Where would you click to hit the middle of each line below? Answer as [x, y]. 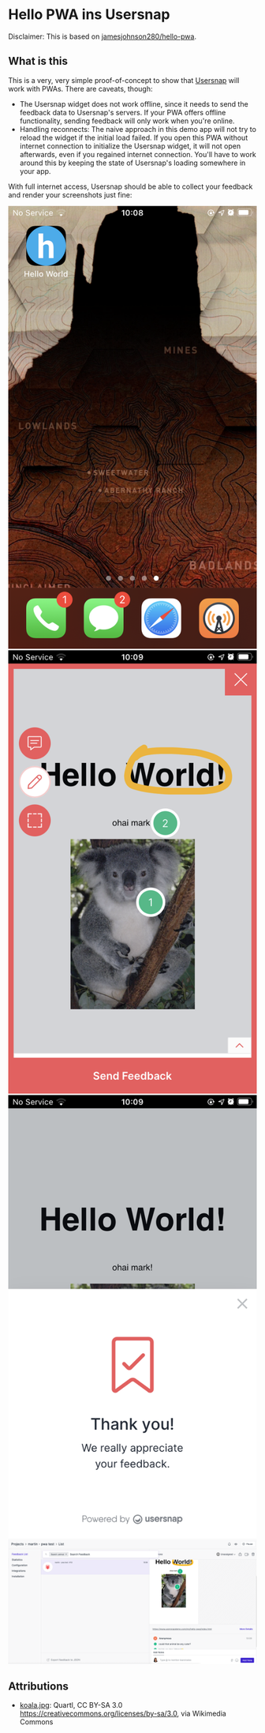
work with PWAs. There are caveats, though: [80, 88]
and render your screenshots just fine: [70, 194]
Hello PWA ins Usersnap [89, 15]
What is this [38, 61]
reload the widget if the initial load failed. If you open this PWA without [134, 137]
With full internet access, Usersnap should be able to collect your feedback [131, 186]
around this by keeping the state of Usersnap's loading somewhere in [132, 163]
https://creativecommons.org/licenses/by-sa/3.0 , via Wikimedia [123, 1714]
